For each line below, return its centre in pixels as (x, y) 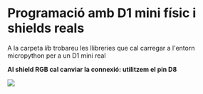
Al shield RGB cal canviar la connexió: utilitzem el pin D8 (92, 69)
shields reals (46, 28)
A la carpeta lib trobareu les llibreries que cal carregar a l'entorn (101, 48)
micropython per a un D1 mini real (57, 56)
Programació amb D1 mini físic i (102, 13)
